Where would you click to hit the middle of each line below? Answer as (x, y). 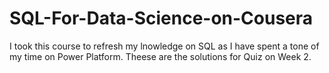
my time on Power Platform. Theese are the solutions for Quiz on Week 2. (160, 56)
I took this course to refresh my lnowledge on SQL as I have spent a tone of (164, 46)
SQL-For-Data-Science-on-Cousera (161, 18)
